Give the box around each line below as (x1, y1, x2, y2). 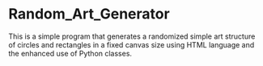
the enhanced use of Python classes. (8, 48, 132, 58)
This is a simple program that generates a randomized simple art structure (8, 31, 256, 41)
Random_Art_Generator (8, 5, 170, 23)
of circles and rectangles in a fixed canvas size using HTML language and (8, 39, 255, 49)
